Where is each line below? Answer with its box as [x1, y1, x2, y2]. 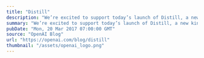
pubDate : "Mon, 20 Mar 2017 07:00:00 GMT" [6, 25, 115, 32]
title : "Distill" [6, 8, 50, 15]
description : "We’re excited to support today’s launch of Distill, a [6, 14, 189, 21]
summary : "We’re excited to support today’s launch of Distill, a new [6, 20, 189, 26]
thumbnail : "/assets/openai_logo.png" [6, 43, 104, 49]
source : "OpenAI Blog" [6, 31, 64, 37]
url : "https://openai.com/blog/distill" [6, 37, 110, 43]
